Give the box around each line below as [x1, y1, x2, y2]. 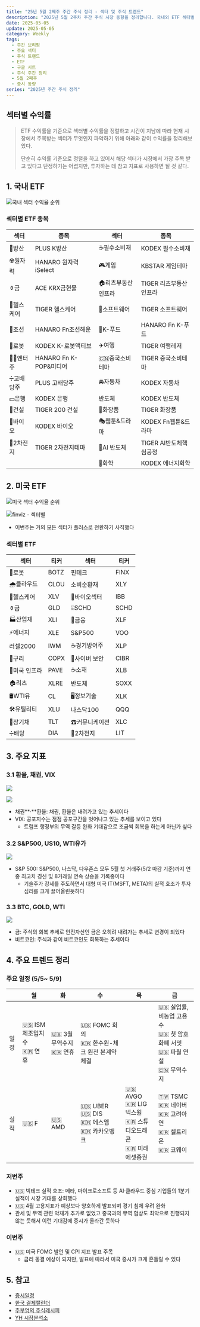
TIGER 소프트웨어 [140, 305, 187, 313]
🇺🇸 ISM [22, 1020, 46, 1029]
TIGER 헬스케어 [35, 305, 76, 313]
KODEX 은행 [35, 394, 68, 402]
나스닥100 [70, 706, 99, 714]
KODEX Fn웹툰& [140, 418, 185, 426]
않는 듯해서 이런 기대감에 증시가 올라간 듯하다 [14, 1217, 120, 1224]
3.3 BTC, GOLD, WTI [6, 903, 65, 911]
